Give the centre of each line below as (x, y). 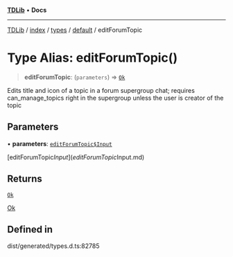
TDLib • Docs (27, 10)
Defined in (30, 229)
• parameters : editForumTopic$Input (60, 143)
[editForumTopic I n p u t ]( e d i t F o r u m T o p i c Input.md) (76, 157)
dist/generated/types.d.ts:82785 (53, 246)
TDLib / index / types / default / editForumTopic (75, 30)
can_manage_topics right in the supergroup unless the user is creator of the (115, 98)
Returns (25, 179)
